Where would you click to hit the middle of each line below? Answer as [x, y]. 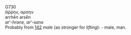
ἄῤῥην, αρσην [19, 12]
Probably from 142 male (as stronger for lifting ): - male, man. [66, 27]
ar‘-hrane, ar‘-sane [24, 22]
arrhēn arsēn [18, 17]
